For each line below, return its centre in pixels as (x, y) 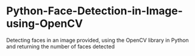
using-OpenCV (44, 24)
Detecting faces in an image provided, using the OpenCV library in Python (97, 40)
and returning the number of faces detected (61, 46)
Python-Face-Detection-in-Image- (94, 11)
